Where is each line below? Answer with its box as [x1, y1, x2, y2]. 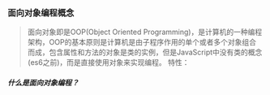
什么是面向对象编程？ [7, 77, 79, 87]
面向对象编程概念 [7, 6, 75, 18]
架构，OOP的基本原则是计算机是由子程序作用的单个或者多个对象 [27, 37, 242, 47]
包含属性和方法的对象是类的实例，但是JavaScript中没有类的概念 [49, 47, 263, 58]
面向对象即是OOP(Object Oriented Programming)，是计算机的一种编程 [27, 27, 263, 37]
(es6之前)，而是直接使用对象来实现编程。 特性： [27, 58, 190, 67]
